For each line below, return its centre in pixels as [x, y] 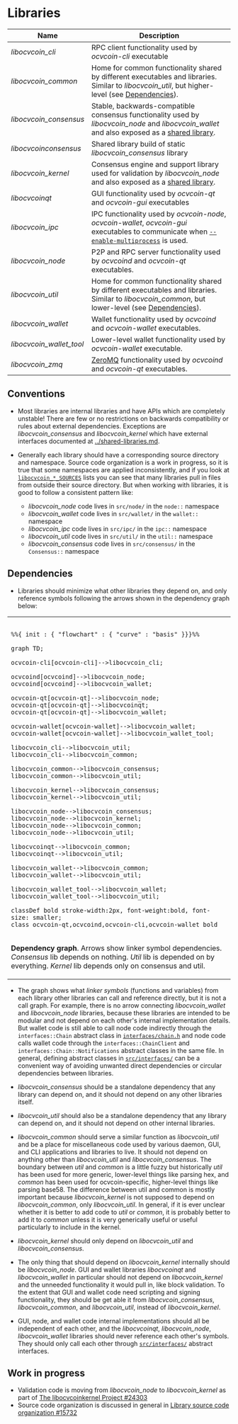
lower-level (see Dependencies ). [146, 307]
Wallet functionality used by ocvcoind [154, 319]
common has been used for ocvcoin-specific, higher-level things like [118, 1182]
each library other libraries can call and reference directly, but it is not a [122, 998]
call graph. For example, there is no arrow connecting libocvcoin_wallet [121, 1005]
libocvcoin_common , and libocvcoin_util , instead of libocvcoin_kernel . [119, 1307]
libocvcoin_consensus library [140, 152]
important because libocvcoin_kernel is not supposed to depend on [116, 1197]
